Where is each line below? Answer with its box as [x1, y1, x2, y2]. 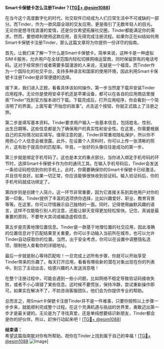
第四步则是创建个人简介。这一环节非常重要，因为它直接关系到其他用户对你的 [5, 189, 159, 195]
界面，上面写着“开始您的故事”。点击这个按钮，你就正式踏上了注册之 [21, 103, 159, 109]
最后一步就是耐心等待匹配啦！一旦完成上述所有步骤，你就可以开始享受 [5, 253, 146, 259]
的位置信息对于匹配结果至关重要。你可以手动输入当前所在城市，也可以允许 [5, 230, 155, 236]
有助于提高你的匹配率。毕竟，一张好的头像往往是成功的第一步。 [18, 144, 146, 150]
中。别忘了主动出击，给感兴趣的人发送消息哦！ [5, 265, 99, 271]
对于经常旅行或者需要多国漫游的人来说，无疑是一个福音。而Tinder [18, 62, 151, 68]
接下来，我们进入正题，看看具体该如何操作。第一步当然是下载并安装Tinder [5, 85, 155, 90]
